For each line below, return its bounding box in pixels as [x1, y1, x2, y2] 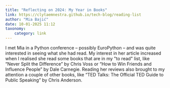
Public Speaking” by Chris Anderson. [5, 77, 82, 83]
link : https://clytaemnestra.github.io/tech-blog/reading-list [5, 12, 142, 17]
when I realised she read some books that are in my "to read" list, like [5, 56, 150, 61]
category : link [14, 31, 47, 36]
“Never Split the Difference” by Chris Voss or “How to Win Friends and [5, 61, 152, 67]
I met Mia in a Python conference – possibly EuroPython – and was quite [5, 45, 156, 51]
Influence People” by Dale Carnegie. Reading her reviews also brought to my [5, 66, 165, 72]
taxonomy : [5, 26, 26, 31]
